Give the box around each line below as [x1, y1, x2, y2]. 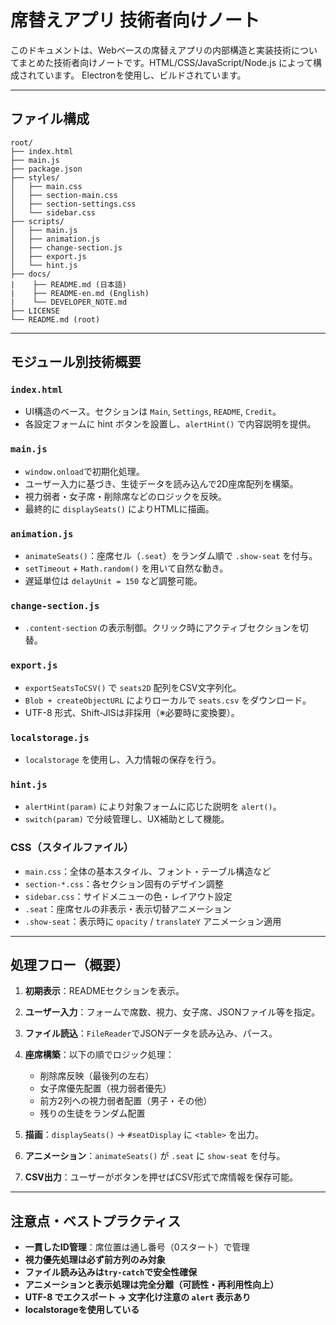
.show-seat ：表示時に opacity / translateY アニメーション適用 [24, 915, 282, 927]
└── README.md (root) [10, 314, 101, 325]
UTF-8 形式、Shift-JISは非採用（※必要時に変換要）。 [24, 706, 240, 718]
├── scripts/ [10, 216, 65, 226]
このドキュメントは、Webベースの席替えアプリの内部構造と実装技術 [10, 44, 292, 56]
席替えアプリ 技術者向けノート [10, 9, 260, 32]
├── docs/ [10, 269, 52, 279]
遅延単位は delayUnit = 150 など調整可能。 [24, 575, 203, 587]
